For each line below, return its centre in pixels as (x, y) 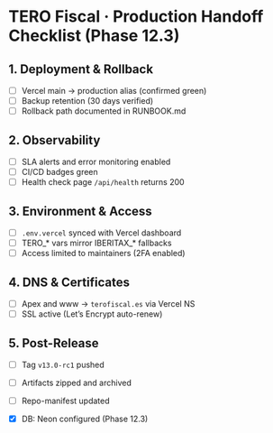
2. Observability (55, 140)
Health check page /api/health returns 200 (103, 182)
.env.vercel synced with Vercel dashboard (101, 233)
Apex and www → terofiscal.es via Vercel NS (108, 304)
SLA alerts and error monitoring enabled (96, 161)
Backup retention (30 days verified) (87, 101)
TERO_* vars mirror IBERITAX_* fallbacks (96, 243)
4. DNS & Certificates (69, 282)
